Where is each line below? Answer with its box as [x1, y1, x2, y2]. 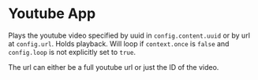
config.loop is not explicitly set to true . [8, 47, 136, 56]
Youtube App [8, 5, 96, 23]
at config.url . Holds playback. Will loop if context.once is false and [8, 38, 230, 48]
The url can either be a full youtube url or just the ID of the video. [8, 62, 219, 71]
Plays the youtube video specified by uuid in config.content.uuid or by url [8, 31, 251, 40]
